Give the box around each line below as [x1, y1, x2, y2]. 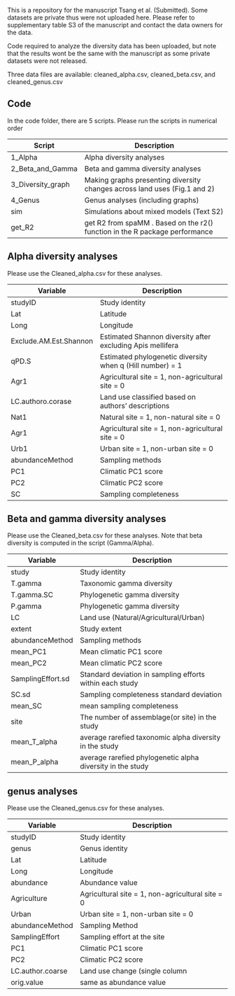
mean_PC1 [10, 647, 48, 657]
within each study [80, 678, 138, 688]
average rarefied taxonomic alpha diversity [80, 733, 221, 743]
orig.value [10, 978, 44, 988]
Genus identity [80, 843, 128, 853]
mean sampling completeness [80, 701, 178, 711]
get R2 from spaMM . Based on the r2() [84, 218, 213, 227]
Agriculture [10, 894, 48, 904]
